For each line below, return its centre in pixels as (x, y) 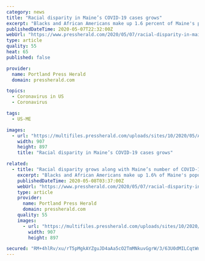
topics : (16, 91)
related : (17, 164)
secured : (17, 249)
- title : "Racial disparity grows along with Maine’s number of (95, 169)
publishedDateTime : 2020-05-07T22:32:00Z (60, 29)
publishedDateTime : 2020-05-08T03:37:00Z (70, 181)
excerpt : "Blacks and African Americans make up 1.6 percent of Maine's (101, 23)
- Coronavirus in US (38, 97)
